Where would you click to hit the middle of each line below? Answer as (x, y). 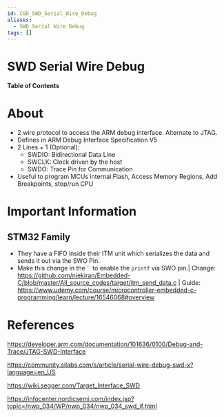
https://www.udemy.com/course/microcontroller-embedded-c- (107, 290)
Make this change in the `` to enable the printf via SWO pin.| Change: (116, 268)
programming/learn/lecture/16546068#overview (86, 297)
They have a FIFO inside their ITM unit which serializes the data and (113, 254)
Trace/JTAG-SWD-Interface (47, 352)
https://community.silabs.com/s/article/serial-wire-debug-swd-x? (100, 365)
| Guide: (190, 283)
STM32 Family (39, 237)
